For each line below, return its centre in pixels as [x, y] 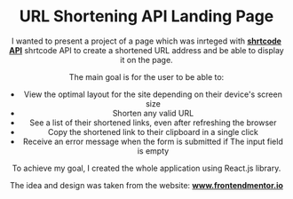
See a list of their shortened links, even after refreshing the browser [153, 123]
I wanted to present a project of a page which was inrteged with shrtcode [146, 41]
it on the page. [146, 60]
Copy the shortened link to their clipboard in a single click [153, 131]
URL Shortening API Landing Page [146, 16]
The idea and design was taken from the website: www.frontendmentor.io [146, 185]
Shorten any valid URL [153, 113]
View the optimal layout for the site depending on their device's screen [153, 94]
